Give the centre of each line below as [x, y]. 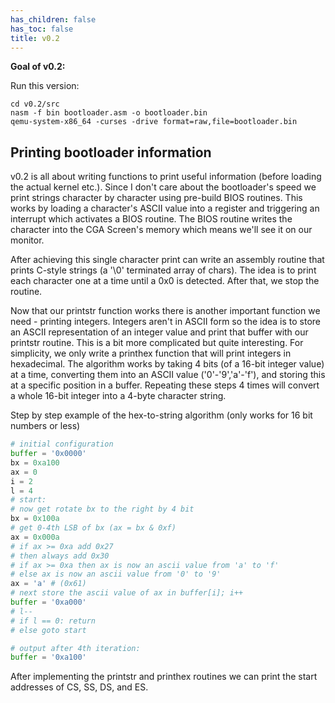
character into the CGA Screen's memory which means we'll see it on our [161, 230]
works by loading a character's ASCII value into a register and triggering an [165, 208]
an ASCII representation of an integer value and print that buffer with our [159, 332]
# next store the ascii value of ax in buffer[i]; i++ [127, 593]
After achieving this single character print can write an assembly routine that [167, 260]
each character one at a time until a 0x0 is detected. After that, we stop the [165, 281]
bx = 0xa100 [35, 462]
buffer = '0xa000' [48, 602]
